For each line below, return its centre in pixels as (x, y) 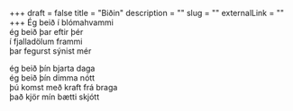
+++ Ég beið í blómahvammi (62, 22)
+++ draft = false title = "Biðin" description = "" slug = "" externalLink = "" (146, 13)
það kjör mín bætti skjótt (55, 97)
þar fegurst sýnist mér (50, 51)
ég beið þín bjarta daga (52, 68)
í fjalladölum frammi (46, 41)
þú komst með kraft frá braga (64, 87)
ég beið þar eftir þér (46, 32)
